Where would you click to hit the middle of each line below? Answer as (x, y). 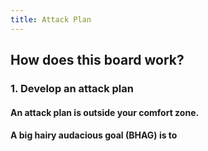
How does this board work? (97, 60)
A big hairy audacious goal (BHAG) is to (94, 135)
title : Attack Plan (51, 19)
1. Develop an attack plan (72, 88)
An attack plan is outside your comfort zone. (105, 112)
